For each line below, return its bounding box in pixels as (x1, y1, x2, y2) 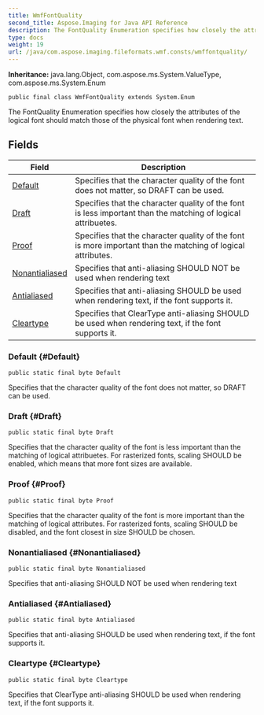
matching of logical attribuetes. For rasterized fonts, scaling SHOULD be (8, 450, 242, 461)
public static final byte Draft (8, 428, 114, 437)
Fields (8, 139, 39, 152)
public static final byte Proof (8, 497, 114, 505)
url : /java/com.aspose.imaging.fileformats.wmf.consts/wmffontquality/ (8, 48, 247, 56)
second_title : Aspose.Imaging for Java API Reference (8, 19, 189, 27)
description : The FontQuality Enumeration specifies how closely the (8, 26, 241, 34)
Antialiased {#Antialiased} (8, 598, 112, 609)
